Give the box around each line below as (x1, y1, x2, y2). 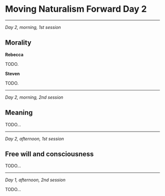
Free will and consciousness (5, 150, 94, 158)
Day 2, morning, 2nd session (5, 94, 64, 100)
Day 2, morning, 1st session (5, 24, 61, 30)
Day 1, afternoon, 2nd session (5, 177, 66, 183)
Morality (5, 38, 32, 47)
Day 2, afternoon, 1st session (5, 136, 64, 141)
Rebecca (5, 52, 24, 57)
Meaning (5, 109, 33, 117)
